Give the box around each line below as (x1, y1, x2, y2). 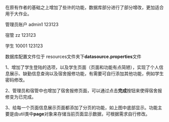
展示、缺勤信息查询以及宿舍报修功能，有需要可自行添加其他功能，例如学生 (9, 71, 164, 77)
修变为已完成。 (5, 94, 36, 100)
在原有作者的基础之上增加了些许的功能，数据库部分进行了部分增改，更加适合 (5, 5, 164, 10)
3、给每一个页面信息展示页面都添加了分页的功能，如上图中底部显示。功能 (5, 105, 158, 110)
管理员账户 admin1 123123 (5, 22, 59, 27)
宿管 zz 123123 (5, 32, 36, 38)
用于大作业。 (5, 11, 32, 17)
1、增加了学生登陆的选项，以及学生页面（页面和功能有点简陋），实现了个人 (5, 65, 159, 70)
